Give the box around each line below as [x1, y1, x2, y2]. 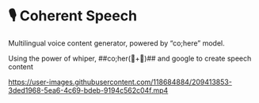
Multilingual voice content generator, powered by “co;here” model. [8, 38, 226, 48]
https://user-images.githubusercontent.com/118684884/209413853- [8, 77, 232, 86]
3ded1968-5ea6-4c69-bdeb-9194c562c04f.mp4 [8, 85, 169, 95]
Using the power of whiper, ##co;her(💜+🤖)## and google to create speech [8, 53, 252, 63]
